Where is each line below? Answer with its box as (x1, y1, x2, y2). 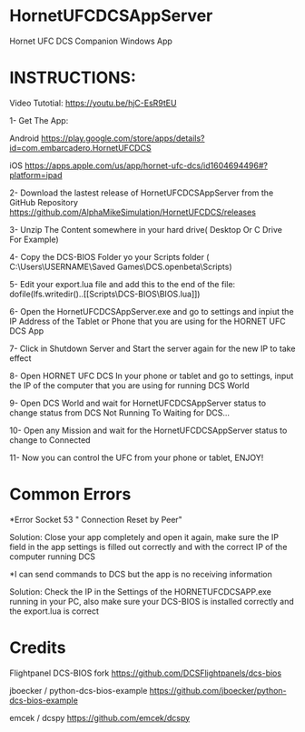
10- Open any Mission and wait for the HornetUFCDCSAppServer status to (9, 425, 288, 436)
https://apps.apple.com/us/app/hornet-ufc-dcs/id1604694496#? (25, 160, 268, 171)
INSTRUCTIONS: (9, 67, 136, 88)
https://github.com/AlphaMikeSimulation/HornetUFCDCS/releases (9, 206, 257, 217)
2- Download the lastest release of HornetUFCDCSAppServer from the (9, 187, 274, 198)
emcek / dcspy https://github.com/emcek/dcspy (9, 712, 191, 723)
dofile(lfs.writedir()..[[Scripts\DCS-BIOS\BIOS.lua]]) (9, 288, 201, 299)
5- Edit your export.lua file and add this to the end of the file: (9, 278, 236, 289)
